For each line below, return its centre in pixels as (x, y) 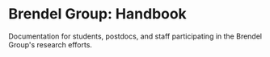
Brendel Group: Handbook (98, 14)
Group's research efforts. (51, 44)
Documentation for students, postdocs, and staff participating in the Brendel (135, 36)
